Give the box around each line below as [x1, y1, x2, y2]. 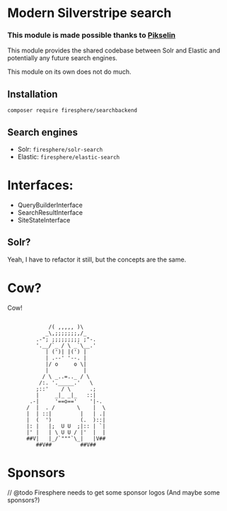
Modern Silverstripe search [7, 5, 172, 21]
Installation [7, 88, 58, 100]
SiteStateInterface [17, 216, 71, 225]
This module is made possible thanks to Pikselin [7, 30, 176, 40]
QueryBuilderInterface [17, 201, 83, 210]
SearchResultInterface [17, 208, 83, 217]
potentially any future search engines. [7, 54, 118, 62]
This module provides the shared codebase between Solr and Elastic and [7, 46, 221, 55]
